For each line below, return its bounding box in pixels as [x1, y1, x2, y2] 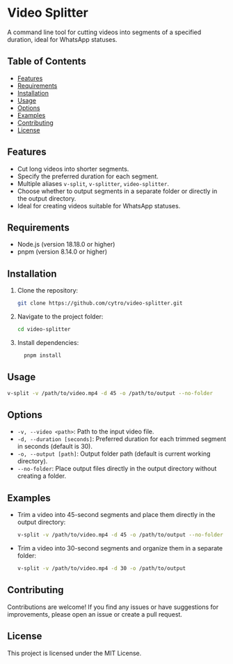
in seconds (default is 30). [17, 442, 93, 451]
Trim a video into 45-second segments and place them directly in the [17, 511, 216, 519]
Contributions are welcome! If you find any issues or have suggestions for [7, 603, 219, 611]
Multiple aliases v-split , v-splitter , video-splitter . [17, 179, 169, 187]
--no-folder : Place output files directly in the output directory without [17, 465, 217, 473]
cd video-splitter [17, 326, 71, 333]
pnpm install [24, 352, 62, 359]
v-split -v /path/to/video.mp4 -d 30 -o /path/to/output [17, 565, 186, 572]
